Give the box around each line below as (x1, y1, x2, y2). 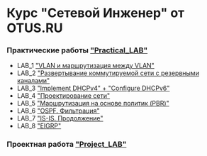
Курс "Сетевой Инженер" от (6, 5, 185, 21)
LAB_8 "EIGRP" (16, 122, 62, 130)
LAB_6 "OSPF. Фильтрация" (16, 106, 100, 115)
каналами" (16, 77, 50, 85)
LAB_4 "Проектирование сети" (16, 91, 111, 100)
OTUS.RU (6, 20, 63, 36)
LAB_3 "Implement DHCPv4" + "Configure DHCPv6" (16, 84, 170, 93)
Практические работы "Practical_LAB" (6, 45, 148, 55)
